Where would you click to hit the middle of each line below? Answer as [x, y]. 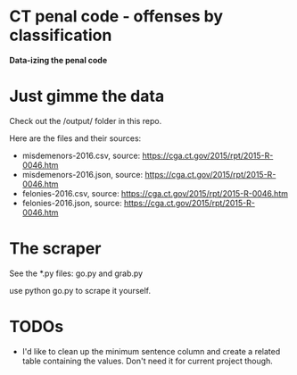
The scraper [55, 249]
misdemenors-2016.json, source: [82, 174]
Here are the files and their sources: [75, 138]
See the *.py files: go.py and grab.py [76, 273]
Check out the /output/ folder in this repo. [86, 121]
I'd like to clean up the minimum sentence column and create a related [151, 351]
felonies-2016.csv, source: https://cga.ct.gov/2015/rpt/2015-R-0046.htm [155, 193]
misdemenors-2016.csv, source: [81, 155]
